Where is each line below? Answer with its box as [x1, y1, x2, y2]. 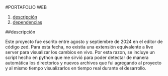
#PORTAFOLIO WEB [5, 4, 47, 10]
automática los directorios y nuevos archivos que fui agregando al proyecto [5, 60, 162, 65]
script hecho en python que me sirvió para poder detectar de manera [5, 54, 149, 60]
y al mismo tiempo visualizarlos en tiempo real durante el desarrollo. [5, 65, 147, 71]
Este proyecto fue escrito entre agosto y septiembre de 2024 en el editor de [5, 38, 163, 44]
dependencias [12, 19, 43, 25]
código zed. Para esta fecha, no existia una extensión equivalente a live [5, 44, 153, 49]
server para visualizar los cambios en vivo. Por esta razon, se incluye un [5, 49, 155, 55]
